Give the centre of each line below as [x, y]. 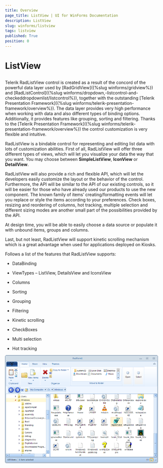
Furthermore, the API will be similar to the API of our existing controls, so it [79, 184]
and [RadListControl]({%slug [34, 93]
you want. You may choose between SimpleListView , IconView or [72, 159]
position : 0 [17, 41]
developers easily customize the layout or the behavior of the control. [74, 179]
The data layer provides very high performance [104, 108]
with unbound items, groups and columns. [47, 230]
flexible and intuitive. [26, 135]
